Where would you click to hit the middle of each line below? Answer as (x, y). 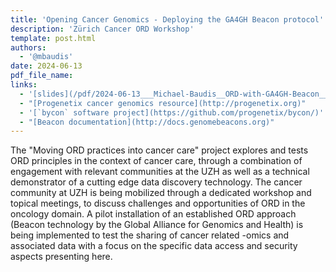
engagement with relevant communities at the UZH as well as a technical (160, 172)
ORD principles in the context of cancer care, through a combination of (156, 161)
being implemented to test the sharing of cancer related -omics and (150, 235)
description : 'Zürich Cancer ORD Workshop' (102, 29)
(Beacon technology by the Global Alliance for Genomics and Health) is (157, 225)
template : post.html (53, 38)
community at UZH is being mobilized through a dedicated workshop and (161, 193)
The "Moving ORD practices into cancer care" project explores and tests (159, 150)
